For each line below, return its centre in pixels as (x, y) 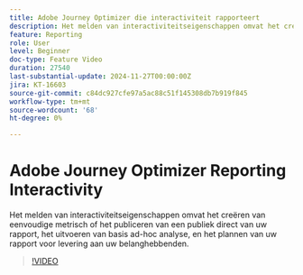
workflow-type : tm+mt (50, 101)
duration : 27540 (40, 69)
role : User (30, 43)
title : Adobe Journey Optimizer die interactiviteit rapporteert (134, 18)
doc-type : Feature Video (56, 60)
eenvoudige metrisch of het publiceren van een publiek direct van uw (138, 225)
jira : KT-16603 (38, 85)
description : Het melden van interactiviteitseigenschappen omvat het (145, 26)
